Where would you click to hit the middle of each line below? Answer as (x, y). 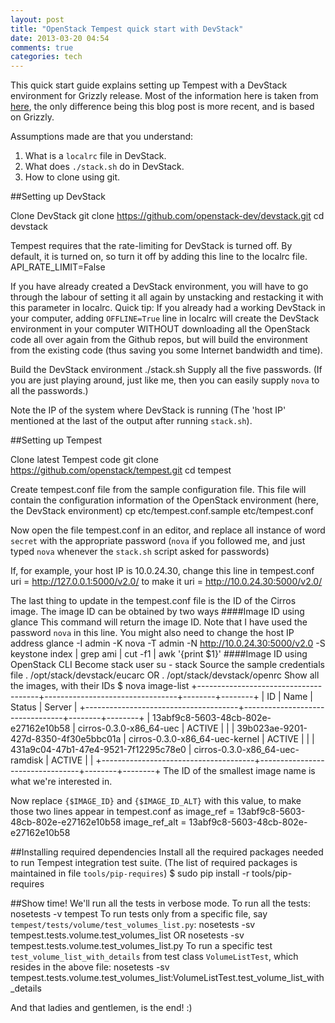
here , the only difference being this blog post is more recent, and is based (162, 107)
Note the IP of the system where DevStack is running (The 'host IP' (148, 410)
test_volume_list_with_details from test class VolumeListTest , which (154, 957)
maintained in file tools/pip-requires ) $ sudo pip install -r (130, 873)
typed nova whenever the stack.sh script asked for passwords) (140, 552)
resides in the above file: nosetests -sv (90, 967)
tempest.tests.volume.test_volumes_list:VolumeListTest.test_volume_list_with (167, 978)
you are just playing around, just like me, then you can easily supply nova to (165, 380)
